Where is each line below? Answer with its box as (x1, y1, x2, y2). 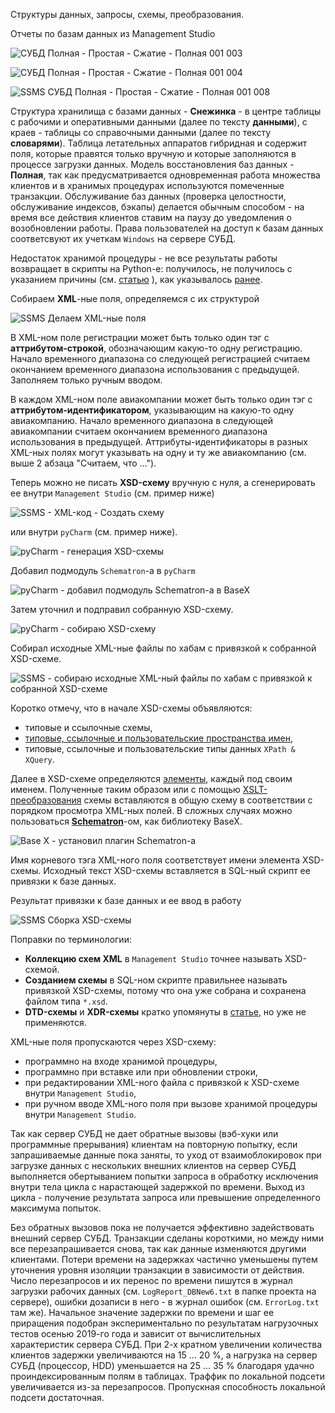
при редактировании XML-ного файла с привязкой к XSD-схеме (24, 1077, 300, 1088)
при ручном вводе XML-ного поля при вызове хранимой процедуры (24, 1098, 318, 1109)
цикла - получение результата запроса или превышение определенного (10, 1192, 321, 1203)
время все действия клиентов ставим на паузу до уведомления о (10, 212, 292, 223)
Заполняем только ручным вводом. (10, 374, 163, 386)
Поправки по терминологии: (10, 934, 132, 945)
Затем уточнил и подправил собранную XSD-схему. (10, 604, 234, 615)
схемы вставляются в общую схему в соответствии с (83, 794, 313, 806)
